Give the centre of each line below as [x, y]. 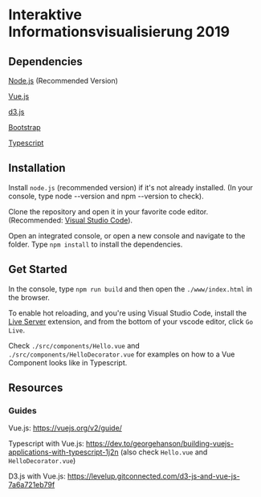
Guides [23, 410]
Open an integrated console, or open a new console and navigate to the [127, 235]
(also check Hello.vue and [164, 452]
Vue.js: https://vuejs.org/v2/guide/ [65, 428]
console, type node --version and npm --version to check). [106, 196]
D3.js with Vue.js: [37, 476]
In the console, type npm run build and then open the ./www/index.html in [130, 289]
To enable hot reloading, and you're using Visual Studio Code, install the [128, 313]
